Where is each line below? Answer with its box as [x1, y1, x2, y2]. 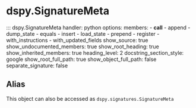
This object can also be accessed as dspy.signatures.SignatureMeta [6, 95, 174, 102]
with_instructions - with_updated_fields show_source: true [6, 36, 148, 44]
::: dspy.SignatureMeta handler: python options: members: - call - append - [6, 24, 191, 31]
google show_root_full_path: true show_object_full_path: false [6, 55, 157, 63]
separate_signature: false [6, 61, 68, 69]
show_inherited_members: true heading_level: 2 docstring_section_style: [6, 49, 184, 56]
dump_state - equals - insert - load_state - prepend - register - [6, 30, 160, 37]
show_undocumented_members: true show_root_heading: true [6, 43, 159, 50]
